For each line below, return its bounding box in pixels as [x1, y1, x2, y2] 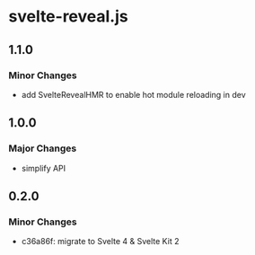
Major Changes [8, 142, 77, 154]
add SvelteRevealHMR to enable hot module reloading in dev [21, 89, 246, 100]
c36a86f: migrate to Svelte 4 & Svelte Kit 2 [21, 236, 180, 247]
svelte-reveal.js [8, 6, 128, 27]
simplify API [21, 163, 66, 173]
